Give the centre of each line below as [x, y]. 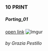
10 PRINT [17, 7]
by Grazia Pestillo [23, 43]
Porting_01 [17, 19]
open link [15, 32]
